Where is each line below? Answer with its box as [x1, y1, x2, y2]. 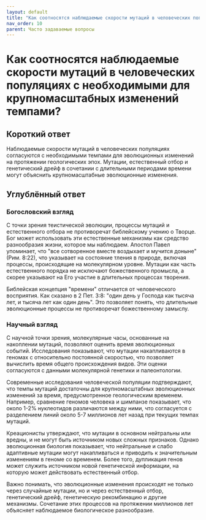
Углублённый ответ [6, 189, 86, 199]
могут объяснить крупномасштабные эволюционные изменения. [6, 171, 178, 178]
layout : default [6, 9, 48, 15]
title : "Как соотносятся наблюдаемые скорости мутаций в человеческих [6, 15, 191, 21]
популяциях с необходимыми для [6, 78, 190, 93]
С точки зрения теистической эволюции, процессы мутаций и [6, 221, 170, 229]
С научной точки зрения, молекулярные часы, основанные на [6, 334, 170, 342]
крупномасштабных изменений [6, 91, 179, 105]
